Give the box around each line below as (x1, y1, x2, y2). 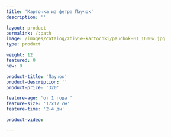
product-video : (6, 117, 44, 123)
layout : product (6, 25, 46, 31)
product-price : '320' (6, 84, 60, 90)
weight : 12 (6, 52, 33, 58)
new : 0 (6, 63, 22, 68)
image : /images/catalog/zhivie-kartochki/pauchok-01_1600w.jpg (6, 36, 166, 42)
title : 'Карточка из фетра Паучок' (6, 8, 94, 15)
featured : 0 (6, 57, 36, 63)
